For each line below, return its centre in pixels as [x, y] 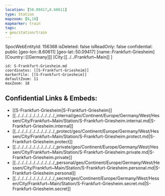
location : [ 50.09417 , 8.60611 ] [36, 10]
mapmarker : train [23, 23]
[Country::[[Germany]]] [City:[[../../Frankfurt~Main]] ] [59, 57]
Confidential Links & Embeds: [51, 98]
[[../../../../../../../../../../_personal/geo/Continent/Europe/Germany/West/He [86, 163]
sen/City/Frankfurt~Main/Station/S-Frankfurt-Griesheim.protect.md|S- [83, 136]
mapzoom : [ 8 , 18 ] [22, 19]
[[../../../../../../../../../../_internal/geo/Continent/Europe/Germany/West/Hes [86, 115]
